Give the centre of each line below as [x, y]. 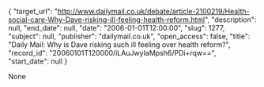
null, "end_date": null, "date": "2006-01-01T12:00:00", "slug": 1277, [117, 28]
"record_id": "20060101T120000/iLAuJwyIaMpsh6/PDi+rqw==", [112, 53]
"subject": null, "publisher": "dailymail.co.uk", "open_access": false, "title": [129, 36]
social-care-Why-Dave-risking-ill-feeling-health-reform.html [107, 20]
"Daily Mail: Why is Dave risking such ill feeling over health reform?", [119, 45]
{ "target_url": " [33, 11]
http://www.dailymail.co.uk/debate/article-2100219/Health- [153, 11]
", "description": [230, 20]
